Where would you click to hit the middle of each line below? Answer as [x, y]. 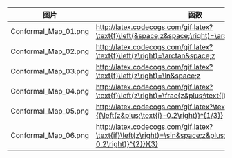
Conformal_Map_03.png [50, 71]
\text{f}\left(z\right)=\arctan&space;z [155, 56]
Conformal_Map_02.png [50, 51]
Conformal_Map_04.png [50, 91]
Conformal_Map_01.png [50, 32]
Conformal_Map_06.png [50, 135]
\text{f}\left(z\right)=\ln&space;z [148, 76]
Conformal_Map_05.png [50, 111]
